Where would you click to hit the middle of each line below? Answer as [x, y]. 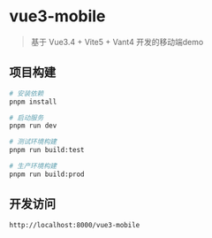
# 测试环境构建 [33, 142]
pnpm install [33, 102]
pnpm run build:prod [47, 174]
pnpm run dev [33, 126]
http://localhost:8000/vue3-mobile [75, 225]
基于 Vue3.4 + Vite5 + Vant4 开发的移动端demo [117, 42]
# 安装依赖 [26, 93]
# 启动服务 [26, 118]
